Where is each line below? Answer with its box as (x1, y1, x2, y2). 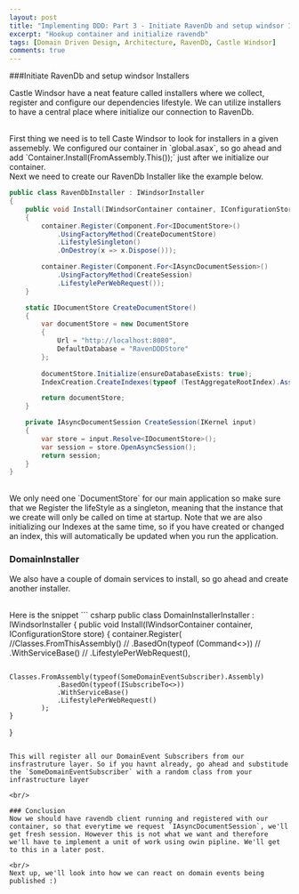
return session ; (41, 451, 101, 460)
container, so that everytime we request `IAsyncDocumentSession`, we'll (9, 822, 289, 831)
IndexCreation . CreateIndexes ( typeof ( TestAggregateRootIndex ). (41, 377, 280, 387)
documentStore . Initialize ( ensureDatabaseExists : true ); (41, 369, 253, 378)
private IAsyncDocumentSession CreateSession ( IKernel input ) (25, 418, 256, 427)
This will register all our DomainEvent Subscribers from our (9, 752, 245, 761)
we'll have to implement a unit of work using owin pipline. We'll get (9, 837, 280, 846)
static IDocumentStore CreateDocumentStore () (25, 303, 198, 312)
